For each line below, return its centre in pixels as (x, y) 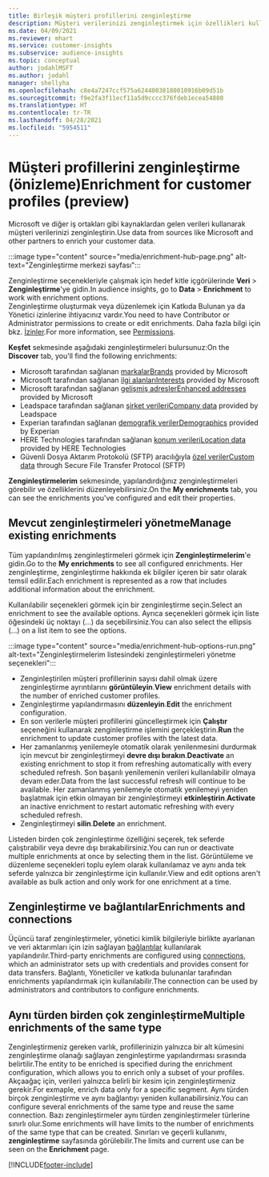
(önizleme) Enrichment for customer (130, 184)
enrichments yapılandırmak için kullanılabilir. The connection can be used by (133, 981)
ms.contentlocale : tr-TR (50, 113)
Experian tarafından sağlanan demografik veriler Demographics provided (139, 422)
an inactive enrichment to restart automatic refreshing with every (127, 806)
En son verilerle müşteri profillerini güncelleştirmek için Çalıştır (124, 721)
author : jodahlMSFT (41, 68)
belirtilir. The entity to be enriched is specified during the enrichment (120, 1064)
